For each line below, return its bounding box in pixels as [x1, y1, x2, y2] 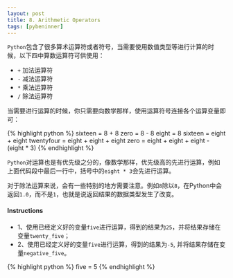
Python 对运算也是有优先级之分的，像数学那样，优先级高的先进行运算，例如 [7, 158, 221, 167]
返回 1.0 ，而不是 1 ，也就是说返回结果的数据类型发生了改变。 [7, 190, 178, 198]
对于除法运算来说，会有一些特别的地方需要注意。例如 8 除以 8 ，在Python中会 [7, 181, 222, 190]
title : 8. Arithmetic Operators [7, 17, 101, 24]
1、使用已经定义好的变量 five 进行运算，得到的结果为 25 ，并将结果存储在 [17, 223, 221, 231]
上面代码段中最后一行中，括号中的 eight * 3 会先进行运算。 [7, 167, 175, 175]
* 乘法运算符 [17, 84, 53, 92]
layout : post [7, 10, 45, 17]
